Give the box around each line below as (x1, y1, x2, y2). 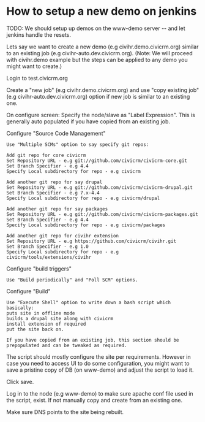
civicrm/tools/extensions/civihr (6, 254, 92, 260)
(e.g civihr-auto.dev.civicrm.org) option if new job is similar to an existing (6, 93, 190, 100)
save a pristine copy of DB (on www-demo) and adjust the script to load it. (6, 366, 194, 374)
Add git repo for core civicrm (6, 152, 86, 158)
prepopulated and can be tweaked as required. (6, 342, 127, 348)
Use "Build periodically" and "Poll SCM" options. (6, 277, 138, 283)
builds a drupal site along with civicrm (6, 315, 114, 321)
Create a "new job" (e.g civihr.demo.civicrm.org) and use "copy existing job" (6, 86, 199, 93)
